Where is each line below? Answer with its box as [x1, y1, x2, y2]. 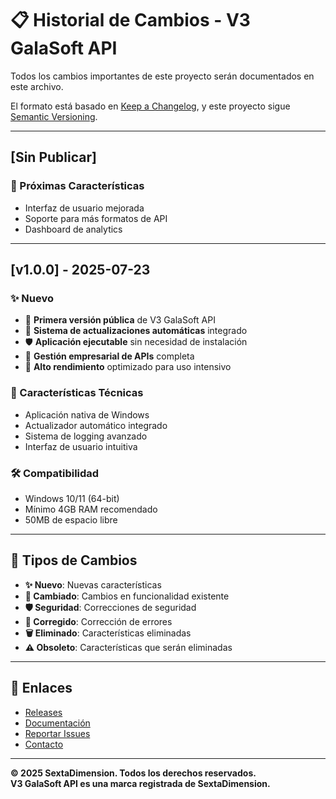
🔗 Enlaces [10, 680, 73, 697]
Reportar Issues [24, 727, 91, 739]
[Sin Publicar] [10, 149, 97, 166]
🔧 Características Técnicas [10, 386, 144, 400]
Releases [24, 706, 63, 718]
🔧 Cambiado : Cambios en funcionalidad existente [24, 590, 230, 602]
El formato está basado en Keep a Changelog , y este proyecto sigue [10, 100, 291, 112]
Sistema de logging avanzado [24, 430, 148, 442]
